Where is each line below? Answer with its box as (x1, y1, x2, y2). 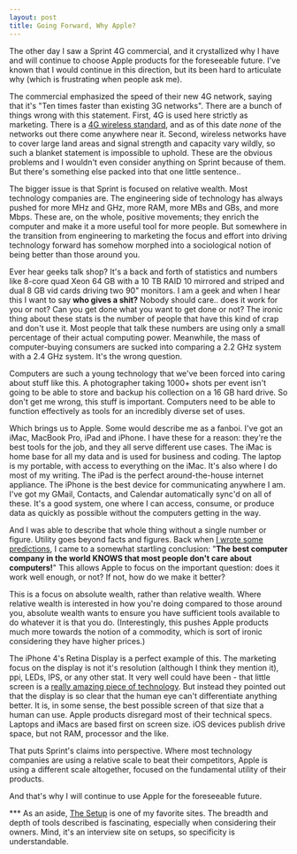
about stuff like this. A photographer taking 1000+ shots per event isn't (9, 377, 267, 388)
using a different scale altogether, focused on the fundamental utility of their (9, 764, 287, 774)
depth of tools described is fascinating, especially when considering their (9, 817, 277, 827)
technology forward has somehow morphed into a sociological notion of (9, 240, 272, 250)
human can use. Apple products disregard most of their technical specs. (9, 709, 272, 719)
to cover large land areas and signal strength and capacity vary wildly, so (9, 138, 276, 149)
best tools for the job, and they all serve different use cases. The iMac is (9, 442, 272, 452)
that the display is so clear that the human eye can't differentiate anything (9, 690, 278, 701)
